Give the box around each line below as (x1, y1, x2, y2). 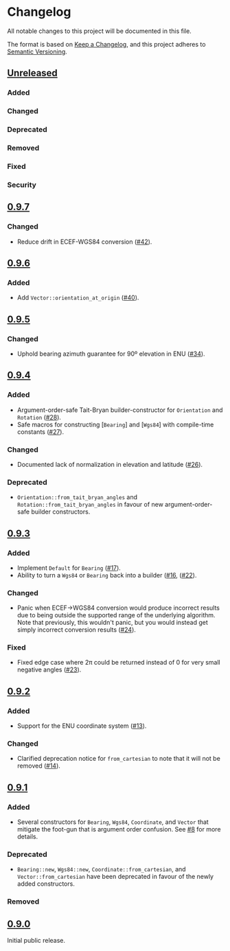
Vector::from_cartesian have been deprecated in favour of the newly (16, 873, 214, 881)
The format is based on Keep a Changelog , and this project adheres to (7, 40, 206, 48)
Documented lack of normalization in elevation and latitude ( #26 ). (16, 460, 203, 468)
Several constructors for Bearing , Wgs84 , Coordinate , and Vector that (16, 818, 209, 826)
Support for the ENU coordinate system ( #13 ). (16, 722, 147, 730)
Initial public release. (7, 937, 66, 945)
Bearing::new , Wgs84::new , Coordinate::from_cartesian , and (16, 865, 187, 873)
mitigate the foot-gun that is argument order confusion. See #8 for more (16, 825, 221, 834)
